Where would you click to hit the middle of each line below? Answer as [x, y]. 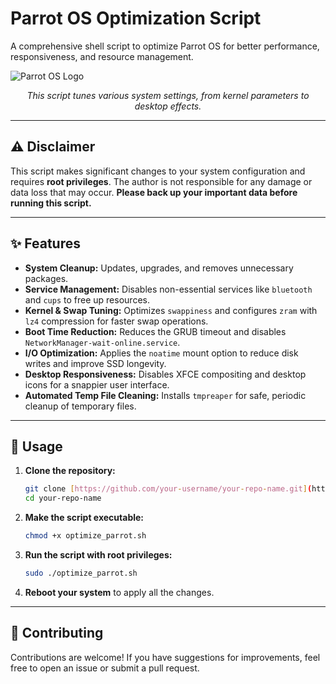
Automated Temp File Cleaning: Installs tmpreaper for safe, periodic [165, 395]
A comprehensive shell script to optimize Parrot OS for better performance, [165, 46]
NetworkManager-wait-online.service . [102, 342]
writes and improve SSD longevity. [95, 363]
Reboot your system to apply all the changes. [119, 592]
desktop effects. [168, 106]
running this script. [51, 203]
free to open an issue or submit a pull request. [105, 668]
